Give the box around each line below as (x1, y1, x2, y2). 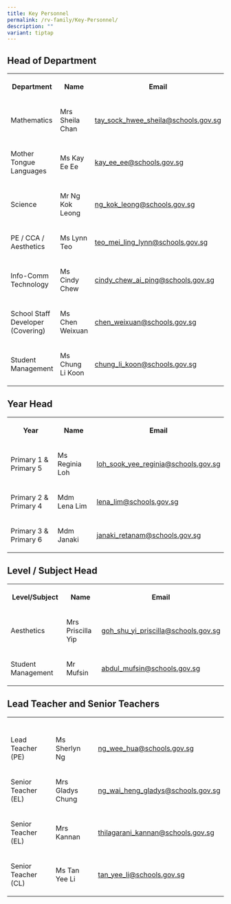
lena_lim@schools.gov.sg (96, 496, 179, 506)
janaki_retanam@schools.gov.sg (96, 530, 201, 540)
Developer (10, 318, 45, 327)
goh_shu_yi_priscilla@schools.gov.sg (101, 626, 221, 635)
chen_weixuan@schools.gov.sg (94, 318, 197, 327)
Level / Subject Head (7, 565, 98, 577)
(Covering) (10, 326, 46, 335)
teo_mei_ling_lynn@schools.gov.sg (94, 238, 208, 247)
